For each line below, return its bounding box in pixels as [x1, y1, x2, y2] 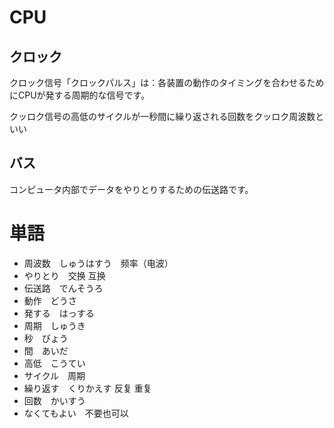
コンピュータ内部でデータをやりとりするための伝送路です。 [9, 183, 254, 195]
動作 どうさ [23, 294, 77, 306]
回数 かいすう [23, 394, 86, 406]
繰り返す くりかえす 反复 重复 [23, 382, 152, 394]
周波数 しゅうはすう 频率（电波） [23, 257, 174, 269]
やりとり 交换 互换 [23, 269, 106, 281]
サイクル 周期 [23, 369, 86, 381]
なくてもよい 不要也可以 [23, 407, 129, 419]
